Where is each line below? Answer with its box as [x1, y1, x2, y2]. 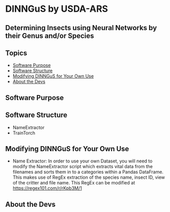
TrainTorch [12, 130, 36, 136]
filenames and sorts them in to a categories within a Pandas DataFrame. [12, 169, 164, 175]
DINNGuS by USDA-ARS [5, 3, 108, 15]
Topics [5, 49, 27, 57]
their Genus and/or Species [5, 31, 94, 40]
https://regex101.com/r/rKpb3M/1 [12, 185, 82, 192]
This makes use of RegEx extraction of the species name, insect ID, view [12, 174, 165, 180]
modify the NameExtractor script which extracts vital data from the [12, 163, 153, 170]
